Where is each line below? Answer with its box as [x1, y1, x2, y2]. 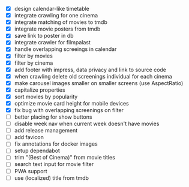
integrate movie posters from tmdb [14, 25, 101, 32]
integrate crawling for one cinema [14, 12, 98, 19]
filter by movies [14, 52, 53, 59]
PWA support [14, 167, 47, 174]
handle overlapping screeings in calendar [14, 46, 117, 53]
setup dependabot [14, 147, 61, 155]
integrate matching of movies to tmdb [14, 19, 107, 26]
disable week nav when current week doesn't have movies [14, 120, 160, 128]
